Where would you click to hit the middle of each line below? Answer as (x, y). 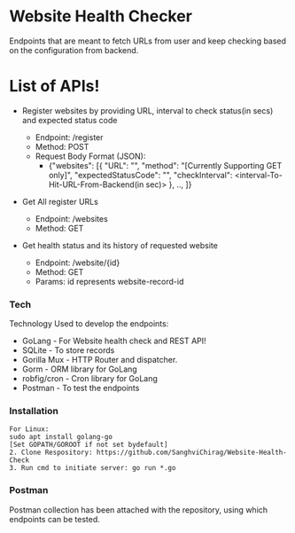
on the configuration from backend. (74, 50)
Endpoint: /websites (71, 218)
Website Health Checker (101, 16)
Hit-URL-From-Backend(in (96, 184)
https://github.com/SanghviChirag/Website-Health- (192, 453)
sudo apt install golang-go (61, 437)
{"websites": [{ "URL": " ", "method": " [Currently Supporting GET (165, 165)
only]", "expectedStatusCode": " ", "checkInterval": (140, 175)
